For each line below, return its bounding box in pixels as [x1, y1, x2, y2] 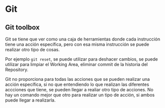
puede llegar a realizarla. [5, 97, 56, 103]
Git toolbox [5, 23, 40, 32]
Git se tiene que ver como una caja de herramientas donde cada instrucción [5, 36, 160, 42]
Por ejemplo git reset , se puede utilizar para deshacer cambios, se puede [5, 56, 158, 62]
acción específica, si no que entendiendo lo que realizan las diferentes [5, 81, 150, 87]
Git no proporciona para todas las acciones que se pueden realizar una [5, 76, 150, 82]
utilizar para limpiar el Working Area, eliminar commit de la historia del [5, 62, 148, 67]
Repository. [5, 67, 29, 72]
